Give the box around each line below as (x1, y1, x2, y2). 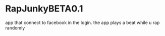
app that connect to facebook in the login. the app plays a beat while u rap (5, 19, 160, 25)
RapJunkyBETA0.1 (5, 3, 83, 14)
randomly (5, 24, 25, 30)
